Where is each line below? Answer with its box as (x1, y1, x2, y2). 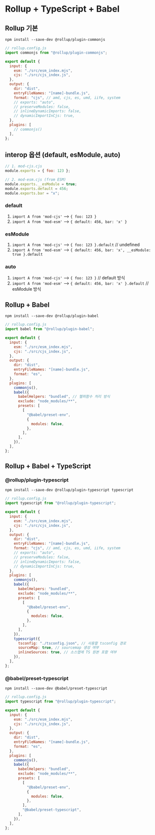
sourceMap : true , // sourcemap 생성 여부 (17, 645, 99, 650)
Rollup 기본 (5, 24, 38, 32)
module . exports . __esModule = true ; (5, 182, 77, 186)
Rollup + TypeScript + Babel (5, 3, 120, 15)
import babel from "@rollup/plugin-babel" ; (5, 327, 95, 332)
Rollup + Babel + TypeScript (5, 462, 91, 470)
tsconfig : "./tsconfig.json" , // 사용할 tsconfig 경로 (17, 641, 126, 646)
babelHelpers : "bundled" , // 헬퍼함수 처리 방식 (17, 394, 110, 399)
